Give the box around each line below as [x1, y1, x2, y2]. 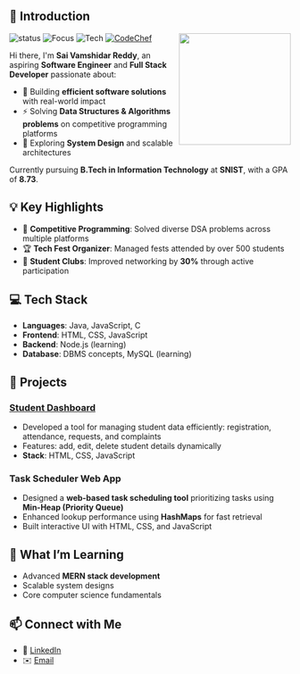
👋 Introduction [9, 9, 91, 24]
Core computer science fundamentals [21, 590, 162, 601]
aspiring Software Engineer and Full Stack [9, 59, 167, 70]
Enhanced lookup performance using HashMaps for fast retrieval [21, 512, 262, 522]
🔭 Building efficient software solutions [21, 86, 167, 96]
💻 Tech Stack [9, 292, 88, 308]
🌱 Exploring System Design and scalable [21, 137, 173, 148]
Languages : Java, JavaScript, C [21, 320, 141, 331]
